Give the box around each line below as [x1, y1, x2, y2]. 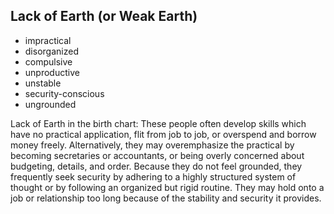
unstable [24, 77, 62, 89]
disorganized [24, 45, 79, 57]
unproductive [24, 66, 80, 78]
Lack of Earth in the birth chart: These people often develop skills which [10, 117, 307, 129]
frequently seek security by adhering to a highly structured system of [10, 170, 297, 183]
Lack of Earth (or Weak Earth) [10, 8, 198, 25]
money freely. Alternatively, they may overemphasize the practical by [10, 139, 295, 151]
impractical [24, 34, 72, 46]
